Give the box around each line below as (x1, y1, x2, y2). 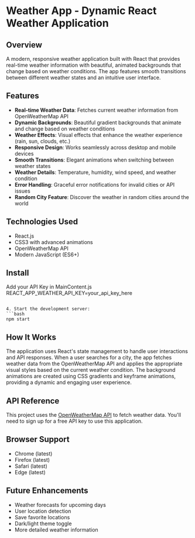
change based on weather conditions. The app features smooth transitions (6, 68, 186, 74)
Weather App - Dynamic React (6, 4, 157, 18)
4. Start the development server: (6, 306, 91, 312)
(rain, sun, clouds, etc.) (14, 138, 71, 145)
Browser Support (6, 434, 70, 444)
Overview (6, 40, 43, 50)
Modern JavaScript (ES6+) (14, 251, 80, 258)
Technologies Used (6, 217, 78, 227)
